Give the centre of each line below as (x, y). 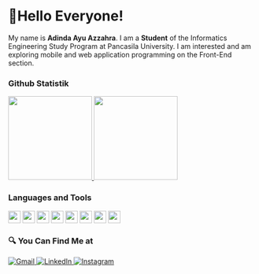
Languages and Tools (50, 198)
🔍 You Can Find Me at (51, 241)
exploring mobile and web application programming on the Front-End (120, 54)
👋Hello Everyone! (66, 16)
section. (21, 63)
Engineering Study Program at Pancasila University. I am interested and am (130, 46)
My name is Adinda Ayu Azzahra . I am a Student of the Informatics (118, 38)
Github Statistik (39, 83)
